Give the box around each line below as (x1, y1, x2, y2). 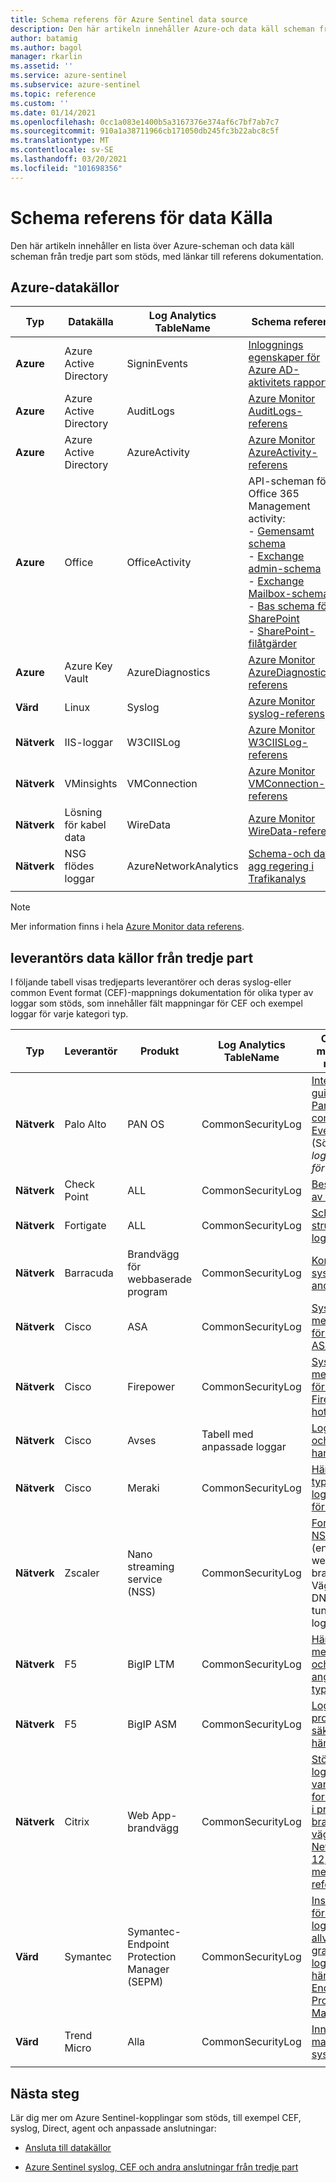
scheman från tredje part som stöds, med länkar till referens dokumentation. (10, 250, 324, 262)
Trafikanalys (248, 872, 307, 886)
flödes (64, 859, 95, 873)
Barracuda (64, 1266, 114, 1280)
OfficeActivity (126, 556, 192, 570)
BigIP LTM (127, 1657, 175, 1671)
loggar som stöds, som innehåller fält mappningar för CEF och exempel (10, 997, 303, 1010)
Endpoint (127, 1937, 170, 1951)
